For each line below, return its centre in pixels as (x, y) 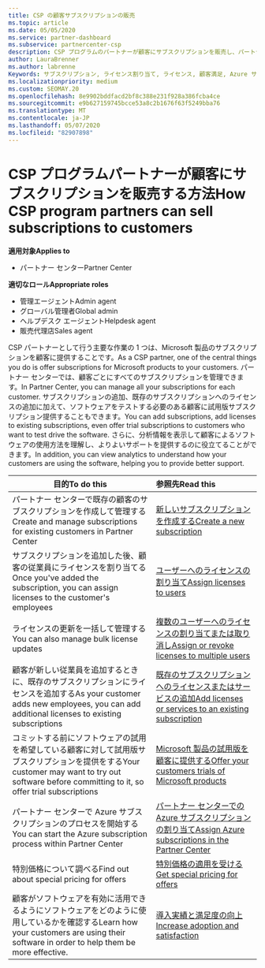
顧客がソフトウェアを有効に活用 (72, 898)
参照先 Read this (186, 484)
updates (27, 649)
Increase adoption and (197, 925)
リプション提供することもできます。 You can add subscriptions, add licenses (132, 416)
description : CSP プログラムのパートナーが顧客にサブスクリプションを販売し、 (123, 52)
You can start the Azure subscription (80, 834)
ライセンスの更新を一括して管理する (79, 628)
